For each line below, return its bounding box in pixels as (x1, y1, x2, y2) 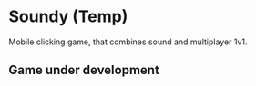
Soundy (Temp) (8, 6, 128, 27)
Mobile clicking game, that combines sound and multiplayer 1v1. (8, 36, 248, 47)
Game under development (8, 62, 160, 78)
